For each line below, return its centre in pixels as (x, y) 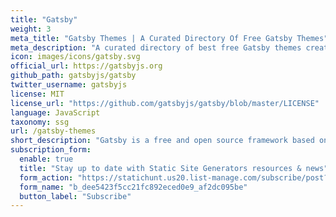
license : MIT (37, 94)
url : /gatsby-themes (53, 131)
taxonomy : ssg (40, 122)
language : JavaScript (55, 112)
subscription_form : (51, 150)
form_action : (46, 177)
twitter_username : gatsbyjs (69, 85)
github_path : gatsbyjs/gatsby (73, 76)
